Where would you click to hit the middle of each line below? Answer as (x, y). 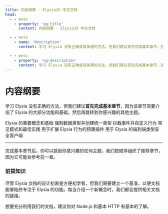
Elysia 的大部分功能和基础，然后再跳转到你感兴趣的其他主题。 (78, 112)
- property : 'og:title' (39, 24)
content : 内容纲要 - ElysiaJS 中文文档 (57, 28)
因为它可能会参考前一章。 (31, 157)
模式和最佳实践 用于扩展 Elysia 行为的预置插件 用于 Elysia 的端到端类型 (82, 129)
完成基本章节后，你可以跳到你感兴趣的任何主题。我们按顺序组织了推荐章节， (84, 151)
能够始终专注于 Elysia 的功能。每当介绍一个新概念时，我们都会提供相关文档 (82, 189)
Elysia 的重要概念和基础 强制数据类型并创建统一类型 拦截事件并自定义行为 (81, 123)
